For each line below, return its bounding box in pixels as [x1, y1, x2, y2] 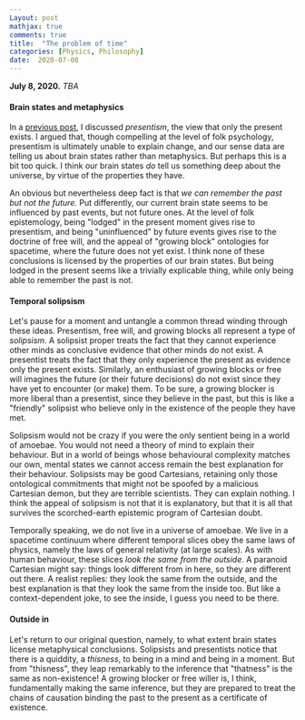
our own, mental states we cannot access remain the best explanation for [9, 459, 284, 470]
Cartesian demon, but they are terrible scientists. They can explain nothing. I [9, 488, 295, 499]
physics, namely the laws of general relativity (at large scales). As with [9, 544, 273, 555]
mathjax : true [9, 22, 64, 31]
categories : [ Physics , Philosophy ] [9, 47, 144, 56]
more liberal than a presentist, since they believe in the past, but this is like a [9, 393, 295, 404]
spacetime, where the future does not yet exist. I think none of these [9, 246, 265, 257]
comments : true [9, 30, 67, 39]
